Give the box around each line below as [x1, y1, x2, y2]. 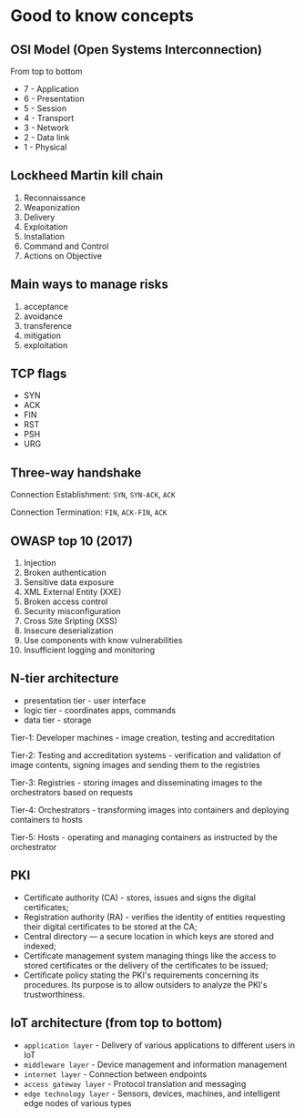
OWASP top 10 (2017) [10, 533, 133, 549]
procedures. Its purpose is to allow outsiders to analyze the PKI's [23, 979, 268, 990]
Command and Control [23, 241, 109, 251]
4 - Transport [23, 113, 75, 123]
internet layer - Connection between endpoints [23, 1068, 208, 1080]
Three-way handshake [10, 465, 142, 480]
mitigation [23, 330, 62, 341]
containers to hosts [10, 814, 83, 825]
